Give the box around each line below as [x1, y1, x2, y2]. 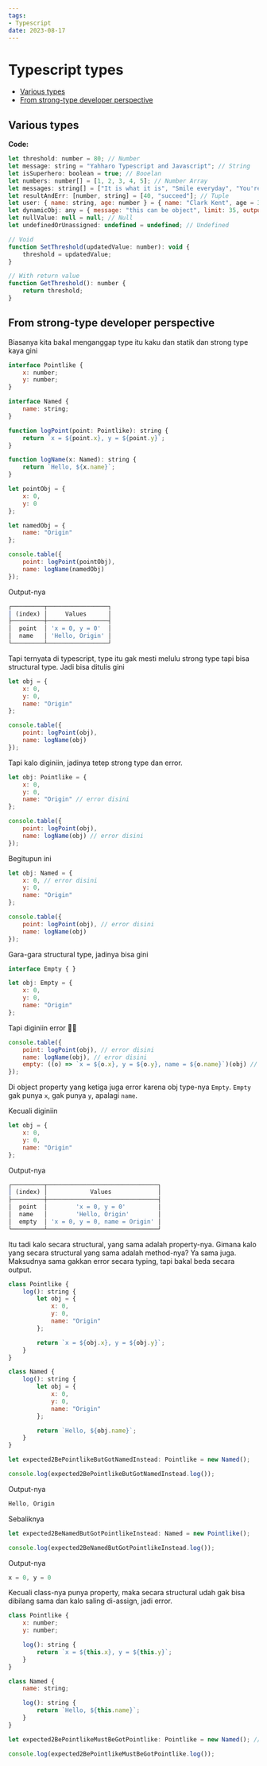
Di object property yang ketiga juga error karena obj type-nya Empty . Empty [8, 1082, 252, 1092]
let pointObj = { [8, 485, 66, 493]
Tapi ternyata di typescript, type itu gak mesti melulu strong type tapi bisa [8, 653, 250, 663]
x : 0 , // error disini [22, 876, 98, 884]
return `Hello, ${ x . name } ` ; [22, 463, 115, 471]
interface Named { [8, 398, 69, 406]
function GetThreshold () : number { [8, 280, 126, 288]
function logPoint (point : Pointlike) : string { [8, 427, 169, 435]
